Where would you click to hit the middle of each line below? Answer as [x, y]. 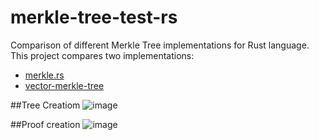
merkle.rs [44, 75]
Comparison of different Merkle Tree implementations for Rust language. [160, 45]
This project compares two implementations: [102, 55]
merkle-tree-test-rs [94, 17]
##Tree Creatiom [45, 105]
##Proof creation [45, 124]
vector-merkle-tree [64, 85]
